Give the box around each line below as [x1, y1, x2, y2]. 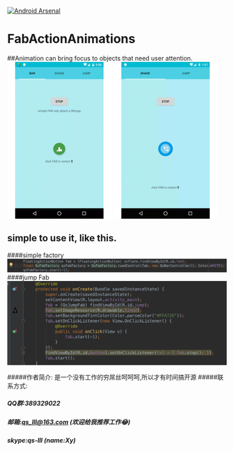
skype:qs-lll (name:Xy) [7, 436, 76, 444]
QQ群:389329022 [7, 399, 61, 407]
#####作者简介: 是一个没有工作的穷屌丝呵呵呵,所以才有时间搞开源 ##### [7, 373, 218, 381]
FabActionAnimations [7, 31, 136, 47]
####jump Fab [7, 273, 50, 282]
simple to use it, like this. [7, 232, 117, 244]
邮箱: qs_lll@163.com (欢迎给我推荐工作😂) [7, 418, 131, 427]
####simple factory [7, 251, 64, 259]
